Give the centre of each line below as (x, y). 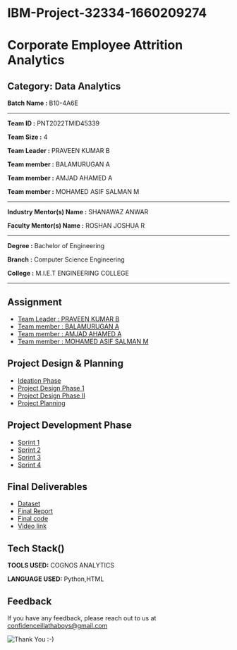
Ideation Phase (39, 380)
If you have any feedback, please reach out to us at (82, 618)
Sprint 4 (29, 465)
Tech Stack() (36, 548)
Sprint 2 (29, 450)
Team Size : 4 (28, 137)
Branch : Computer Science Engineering (66, 259)
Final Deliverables (48, 487)
